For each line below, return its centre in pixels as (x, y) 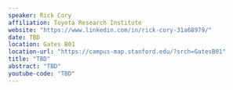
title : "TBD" (29, 59)
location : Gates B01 (42, 45)
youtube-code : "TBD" (42, 74)
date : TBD (24, 37)
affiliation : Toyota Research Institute (75, 23)
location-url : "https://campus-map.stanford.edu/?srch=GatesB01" (117, 52)
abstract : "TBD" (35, 67)
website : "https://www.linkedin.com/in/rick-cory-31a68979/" (110, 30)
